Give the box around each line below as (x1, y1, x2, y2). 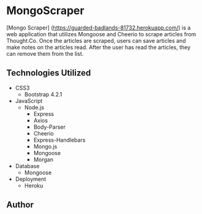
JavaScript (15, 97, 43, 104)
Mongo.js (33, 142, 58, 150)
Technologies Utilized (6, 68, 91, 78)
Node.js (24, 104, 45, 111)
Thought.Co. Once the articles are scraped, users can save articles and (6, 37, 186, 44)
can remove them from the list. (6, 50, 84, 57)
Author (6, 200, 34, 210)
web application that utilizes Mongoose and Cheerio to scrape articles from (6, 30, 196, 37)
